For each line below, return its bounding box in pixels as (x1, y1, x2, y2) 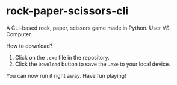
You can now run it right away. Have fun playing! (6, 72, 126, 79)
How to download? (6, 42, 53, 49)
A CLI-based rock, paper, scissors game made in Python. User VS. (6, 24, 172, 31)
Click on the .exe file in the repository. (14, 54, 110, 61)
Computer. (6, 30, 33, 37)
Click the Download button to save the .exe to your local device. (14, 60, 170, 68)
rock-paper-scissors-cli (6, 4, 129, 18)
